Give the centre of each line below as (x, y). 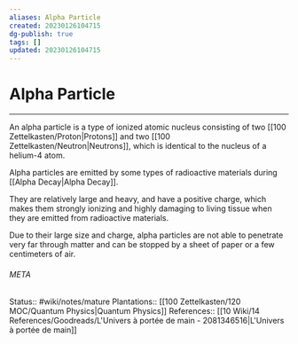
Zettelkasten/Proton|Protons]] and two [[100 (90, 137)
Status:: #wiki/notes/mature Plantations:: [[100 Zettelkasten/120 (125, 301)
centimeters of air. (43, 254)
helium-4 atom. (37, 155)
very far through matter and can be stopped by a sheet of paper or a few (142, 245)
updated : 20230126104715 (55, 51)
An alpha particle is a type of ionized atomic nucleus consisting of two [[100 (148, 127)
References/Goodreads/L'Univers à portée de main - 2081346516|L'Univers (147, 321)
